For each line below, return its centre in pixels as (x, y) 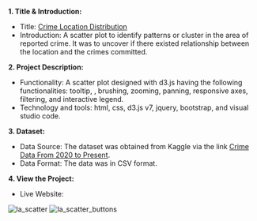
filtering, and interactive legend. (72, 99)
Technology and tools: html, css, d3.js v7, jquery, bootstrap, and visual (134, 107)
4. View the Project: (41, 178)
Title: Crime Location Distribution (74, 26)
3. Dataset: (26, 131)
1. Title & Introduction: (45, 11)
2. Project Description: (46, 67)
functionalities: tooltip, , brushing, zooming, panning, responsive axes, (134, 91)
